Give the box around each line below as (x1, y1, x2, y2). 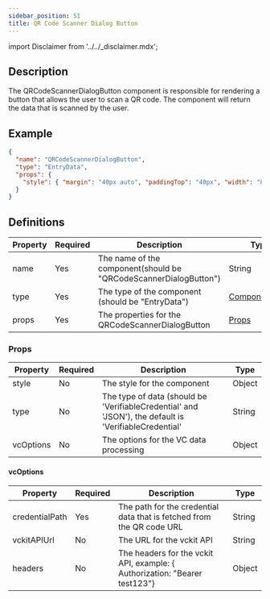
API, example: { (117, 557, 175, 568)
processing (101, 444, 145, 455)
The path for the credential (117, 501, 219, 512)
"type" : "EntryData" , (15, 163, 88, 171)
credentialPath (12, 511, 67, 522)
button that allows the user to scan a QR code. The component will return (8, 94, 251, 105)
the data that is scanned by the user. (8, 103, 129, 113)
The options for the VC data (101, 435, 207, 446)
